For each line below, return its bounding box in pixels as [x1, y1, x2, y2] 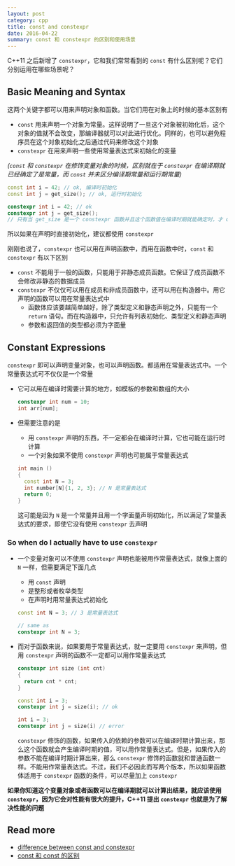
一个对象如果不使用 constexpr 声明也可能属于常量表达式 [27, 451, 189, 459]
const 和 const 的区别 [17, 851, 80, 860]
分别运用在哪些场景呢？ [7, 65, 75, 74]
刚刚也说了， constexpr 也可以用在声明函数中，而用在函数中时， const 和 [7, 244, 215, 253]
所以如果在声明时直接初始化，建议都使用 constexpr [7, 230, 154, 238]
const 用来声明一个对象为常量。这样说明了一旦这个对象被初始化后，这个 [17, 120, 225, 128]
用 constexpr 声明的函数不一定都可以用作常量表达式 [17, 651, 166, 659]
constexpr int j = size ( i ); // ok [17, 704, 118, 711]
